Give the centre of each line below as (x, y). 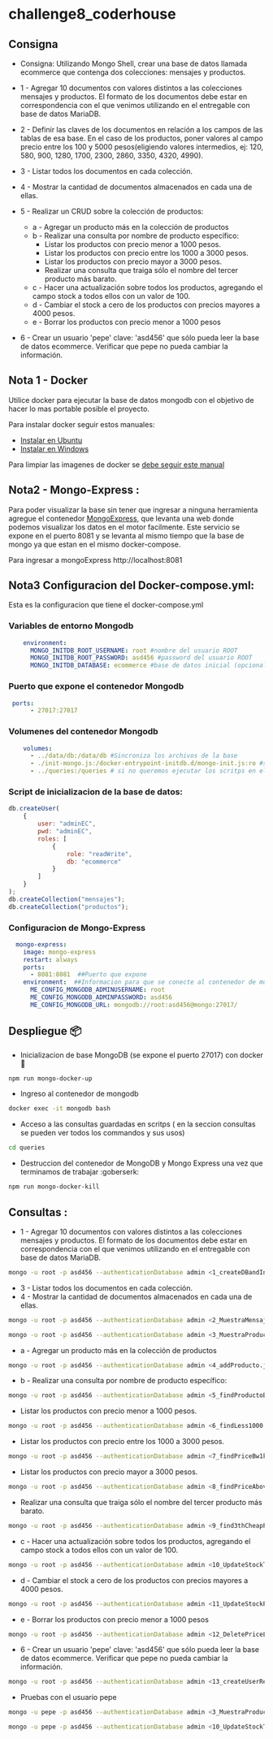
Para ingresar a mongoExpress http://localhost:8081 (95, 560)
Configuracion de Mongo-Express (77, 928)
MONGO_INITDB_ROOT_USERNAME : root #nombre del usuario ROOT (134, 651)
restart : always (51, 959)
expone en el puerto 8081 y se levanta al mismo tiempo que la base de (126, 535)
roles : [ (52, 839)
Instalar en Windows (54, 448)
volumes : (38, 748)
